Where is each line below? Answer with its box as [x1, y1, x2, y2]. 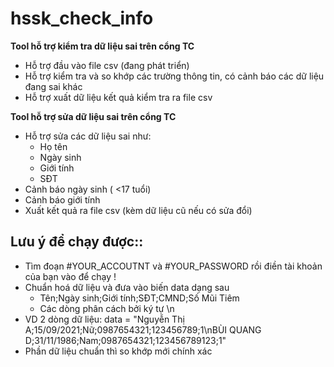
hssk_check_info [10, 7, 154, 30]
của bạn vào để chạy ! [24, 270, 117, 282]
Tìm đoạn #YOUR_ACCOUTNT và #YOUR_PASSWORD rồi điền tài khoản [24, 260, 323, 272]
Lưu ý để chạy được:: [10, 233, 144, 251]
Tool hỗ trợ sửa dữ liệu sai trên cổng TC [10, 110, 177, 122]
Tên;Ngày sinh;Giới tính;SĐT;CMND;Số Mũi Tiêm [39, 292, 240, 304]
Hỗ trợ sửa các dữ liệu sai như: [24, 130, 152, 142]
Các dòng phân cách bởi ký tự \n [39, 302, 175, 314]
